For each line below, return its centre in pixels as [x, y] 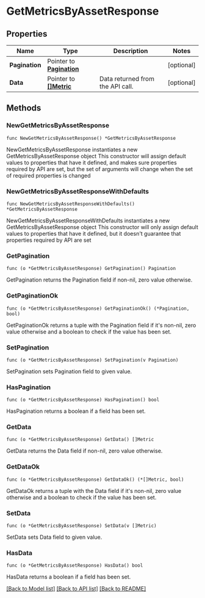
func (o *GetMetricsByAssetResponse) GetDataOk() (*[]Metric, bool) [95, 479]
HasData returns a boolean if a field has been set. [69, 577]
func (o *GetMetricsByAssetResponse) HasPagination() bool [83, 400]
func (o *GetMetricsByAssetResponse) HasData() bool [75, 566]
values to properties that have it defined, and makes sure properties [92, 162]
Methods [24, 108]
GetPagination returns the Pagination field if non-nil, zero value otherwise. [99, 280]
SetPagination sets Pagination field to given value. [69, 371]
